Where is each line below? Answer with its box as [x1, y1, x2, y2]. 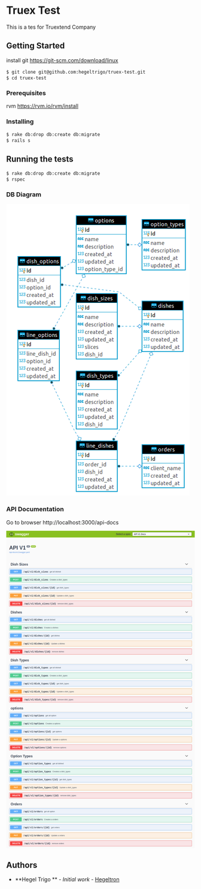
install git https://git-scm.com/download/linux [6, 56, 118, 63]
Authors [6, 860, 38, 870]
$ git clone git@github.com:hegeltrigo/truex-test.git [6, 69, 146, 75]
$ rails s [6, 138, 31, 144]
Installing [6, 117, 34, 126]
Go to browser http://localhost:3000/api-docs [6, 518, 119, 526]
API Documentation [6, 505, 65, 514]
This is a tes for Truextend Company [6, 23, 96, 31]
